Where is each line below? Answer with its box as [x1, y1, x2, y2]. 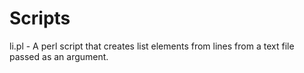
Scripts [9, 7, 71, 30]
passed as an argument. [9, 50, 109, 62]
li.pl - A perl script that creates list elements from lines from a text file [9, 40, 295, 52]
